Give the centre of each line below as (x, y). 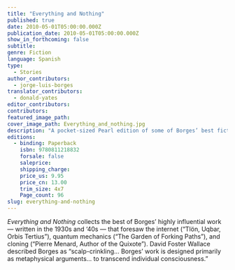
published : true (31, 20)
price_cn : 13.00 (44, 182)
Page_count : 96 (42, 195)
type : (15, 66)
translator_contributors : (45, 91)
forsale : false (42, 157)
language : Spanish (34, 59)
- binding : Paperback (45, 144)
